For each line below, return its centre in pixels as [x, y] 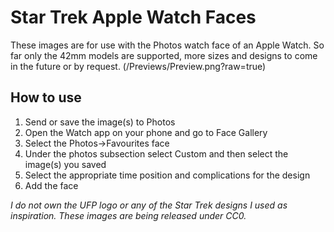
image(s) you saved [65, 164]
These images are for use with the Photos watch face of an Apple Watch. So [167, 45]
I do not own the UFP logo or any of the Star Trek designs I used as [149, 205]
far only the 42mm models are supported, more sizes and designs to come [164, 55]
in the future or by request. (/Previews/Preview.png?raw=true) [138, 66]
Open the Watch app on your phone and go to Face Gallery [146, 132]
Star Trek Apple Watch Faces [133, 17]
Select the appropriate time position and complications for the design [167, 175]
